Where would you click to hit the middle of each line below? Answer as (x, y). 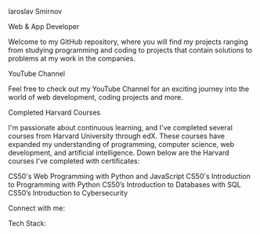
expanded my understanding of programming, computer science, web (121, 144)
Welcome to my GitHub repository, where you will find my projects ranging (128, 42)
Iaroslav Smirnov (35, 11)
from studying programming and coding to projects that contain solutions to (130, 50)
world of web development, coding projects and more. (96, 97)
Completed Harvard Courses (54, 112)
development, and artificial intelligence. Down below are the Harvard (119, 153)
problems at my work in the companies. (72, 58)
